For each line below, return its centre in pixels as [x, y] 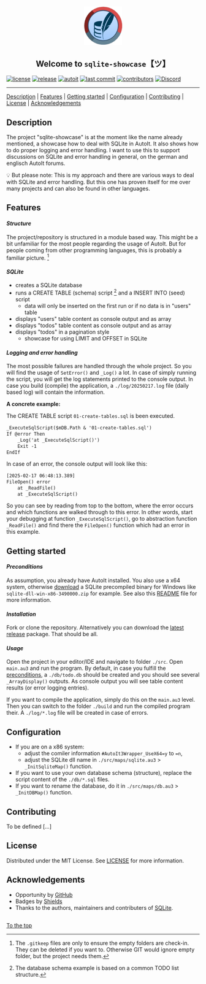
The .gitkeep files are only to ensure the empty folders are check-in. [102, 943]
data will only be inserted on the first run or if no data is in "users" [108, 306]
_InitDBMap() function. [44, 793]
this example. [23, 532]
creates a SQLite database [49, 285]
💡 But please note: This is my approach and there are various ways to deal [100, 175]
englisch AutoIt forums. [36, 163]
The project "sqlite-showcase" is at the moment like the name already [94, 137]
